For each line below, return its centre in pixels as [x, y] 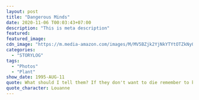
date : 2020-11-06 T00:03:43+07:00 [49, 22]
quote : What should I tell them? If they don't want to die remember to [98, 83]
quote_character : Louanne [38, 88]
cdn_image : [20, 45]
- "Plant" [23, 72]
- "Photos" [25, 66]
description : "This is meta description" [58, 28]
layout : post [22, 11]
